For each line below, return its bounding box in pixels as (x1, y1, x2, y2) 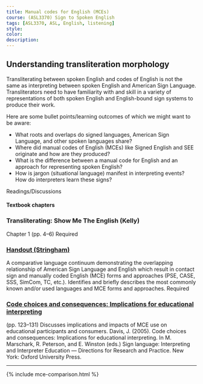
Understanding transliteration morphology (6, 59, 170, 70)
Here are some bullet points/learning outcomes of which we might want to (6, 112, 191, 120)
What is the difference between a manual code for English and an (14, 157, 178, 164)
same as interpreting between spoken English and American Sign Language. (6, 82, 196, 89)
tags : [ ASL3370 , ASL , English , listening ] (6, 20, 115, 26)
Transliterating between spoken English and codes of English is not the (6, 75, 183, 82)
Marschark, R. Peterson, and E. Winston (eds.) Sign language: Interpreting (6, 340, 190, 348)
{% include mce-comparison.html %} (6, 371, 99, 378)
